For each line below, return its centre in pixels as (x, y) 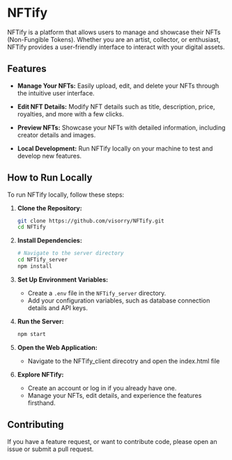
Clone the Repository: (49, 208)
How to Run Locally (50, 178)
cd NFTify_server (42, 260)
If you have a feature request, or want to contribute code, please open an (112, 441)
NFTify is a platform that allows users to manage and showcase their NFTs (114, 32)
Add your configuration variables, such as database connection (119, 300)
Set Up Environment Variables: (63, 279)
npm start (32, 334)
